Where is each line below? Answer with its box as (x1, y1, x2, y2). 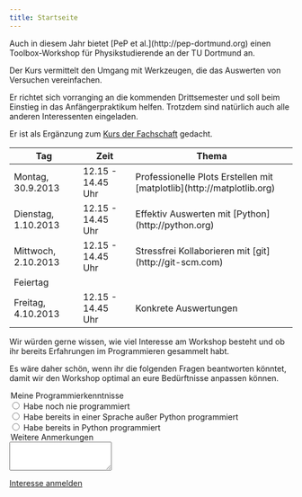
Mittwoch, (13, 244, 57, 257)
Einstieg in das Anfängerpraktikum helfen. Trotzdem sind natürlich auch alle (9, 101, 290, 112)
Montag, (13, 170, 49, 182)
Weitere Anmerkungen (10, 431, 94, 442)
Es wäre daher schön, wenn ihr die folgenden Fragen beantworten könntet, (9, 363, 288, 374)
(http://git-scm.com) (135, 255, 224, 268)
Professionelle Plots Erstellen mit (135, 170, 274, 182)
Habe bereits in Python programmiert (22, 422, 161, 432)
